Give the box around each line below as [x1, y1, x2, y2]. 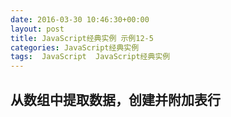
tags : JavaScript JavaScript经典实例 [10, 52, 171, 62]
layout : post [10, 24, 65, 34]
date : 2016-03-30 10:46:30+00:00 [10, 14, 150, 25]
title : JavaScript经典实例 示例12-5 [10, 33, 154, 43]
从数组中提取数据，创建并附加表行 [10, 91, 221, 108]
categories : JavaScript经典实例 [10, 42, 140, 53]
